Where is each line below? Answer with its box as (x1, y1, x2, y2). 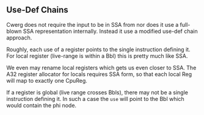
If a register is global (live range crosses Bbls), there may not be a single (6, 88, 188, 96)
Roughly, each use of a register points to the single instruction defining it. (6, 46, 191, 53)
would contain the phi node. (6, 102, 77, 109)
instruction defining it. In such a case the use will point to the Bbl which (6, 95, 184, 102)
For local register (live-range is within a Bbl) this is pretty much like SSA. (6, 52, 188, 60)
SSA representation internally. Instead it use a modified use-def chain (23, 27, 198, 35)
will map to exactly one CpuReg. (6, 77, 87, 84)
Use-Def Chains (6, 5, 68, 15)
